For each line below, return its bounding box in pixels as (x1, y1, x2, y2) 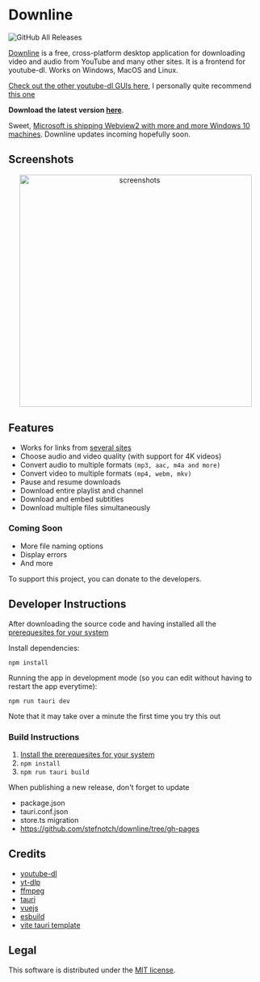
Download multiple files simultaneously (19, 502, 151, 512)
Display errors (19, 549, 67, 559)
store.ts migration (19, 815, 79, 825)
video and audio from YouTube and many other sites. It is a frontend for (8, 57, 246, 66)
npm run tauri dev (8, 697, 70, 705)
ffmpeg (19, 886, 45, 896)
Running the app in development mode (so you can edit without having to (8, 673, 253, 682)
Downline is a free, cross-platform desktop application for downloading (8, 48, 245, 57)
